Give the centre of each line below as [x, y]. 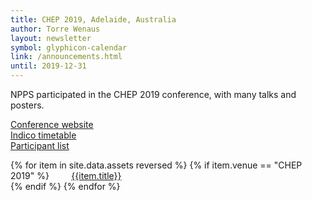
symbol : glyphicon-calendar [69, 47]
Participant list [40, 145]
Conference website [52, 124]
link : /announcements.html [66, 57]
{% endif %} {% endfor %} [65, 186]
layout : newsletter [51, 38]
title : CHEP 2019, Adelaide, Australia [93, 19]
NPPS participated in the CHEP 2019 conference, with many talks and [153, 94]
